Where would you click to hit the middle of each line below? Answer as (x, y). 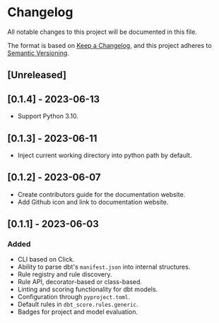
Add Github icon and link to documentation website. (93, 202)
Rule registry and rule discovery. (65, 274)
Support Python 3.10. (48, 116)
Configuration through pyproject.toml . (74, 297)
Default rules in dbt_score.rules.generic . (78, 305)
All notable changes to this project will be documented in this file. (102, 32)
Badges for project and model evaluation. (78, 312)
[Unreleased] (37, 75)
